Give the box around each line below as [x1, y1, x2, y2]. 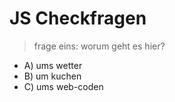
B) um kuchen [23, 70, 82, 82]
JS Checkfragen [9, 7, 147, 30]
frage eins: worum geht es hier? [33, 40, 166, 52]
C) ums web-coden [23, 80, 104, 92]
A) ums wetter [23, 59, 83, 71]
